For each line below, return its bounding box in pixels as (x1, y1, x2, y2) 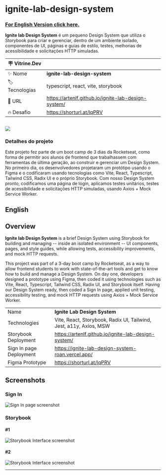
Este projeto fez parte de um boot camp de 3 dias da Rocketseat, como (5, 149, 150, 155)
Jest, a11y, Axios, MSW (54, 323, 110, 330)
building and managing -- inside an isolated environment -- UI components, (5, 241, 159, 247)
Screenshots (5, 376, 45, 384)
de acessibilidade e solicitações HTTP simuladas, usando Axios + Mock (5, 186, 151, 192)
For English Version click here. (5, 21, 80, 28)
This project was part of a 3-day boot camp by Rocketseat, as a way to (5, 260, 150, 266)
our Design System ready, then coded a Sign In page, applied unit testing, (5, 287, 155, 293)
